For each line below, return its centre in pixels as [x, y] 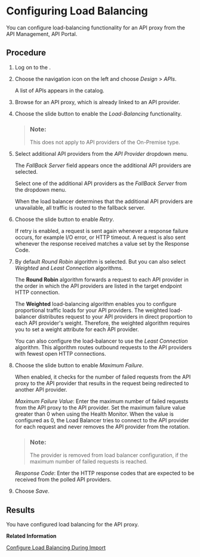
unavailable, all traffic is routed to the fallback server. [80, 208]
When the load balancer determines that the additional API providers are [104, 201]
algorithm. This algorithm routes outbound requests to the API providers [103, 347]
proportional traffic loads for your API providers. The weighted [91, 310]
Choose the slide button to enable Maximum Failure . [79, 365]
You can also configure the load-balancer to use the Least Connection [101, 341]
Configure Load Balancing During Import [56, 548]
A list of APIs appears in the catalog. [59, 90]
